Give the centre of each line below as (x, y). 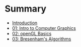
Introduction (25, 23)
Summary (25, 9)
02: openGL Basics (32, 33)
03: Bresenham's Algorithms (42, 39)
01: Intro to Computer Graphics (44, 28)
